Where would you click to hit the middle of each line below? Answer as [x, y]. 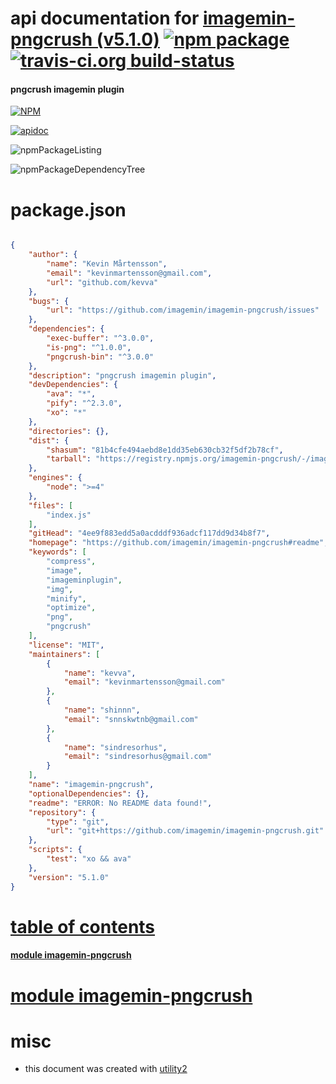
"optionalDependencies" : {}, [89, 793]
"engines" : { [55, 478]
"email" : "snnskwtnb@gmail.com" [131, 719]
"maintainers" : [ [64, 654]
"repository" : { [62, 812]
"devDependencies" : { [73, 385]
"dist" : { [49, 440]
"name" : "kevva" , [100, 673]
